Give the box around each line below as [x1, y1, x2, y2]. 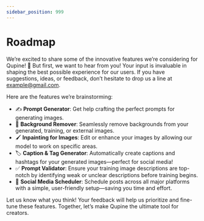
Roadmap [6, 35, 56, 49]
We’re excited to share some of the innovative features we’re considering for [6, 55, 198, 63]
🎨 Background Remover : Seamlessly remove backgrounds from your [15, 120, 189, 128]
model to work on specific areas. [15, 142, 98, 150]
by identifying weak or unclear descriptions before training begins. [31, 171, 199, 178]
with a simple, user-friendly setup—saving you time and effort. [15, 184, 172, 192]
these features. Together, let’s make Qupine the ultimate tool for [19, 202, 178, 210]
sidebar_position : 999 [6, 9, 64, 15]
